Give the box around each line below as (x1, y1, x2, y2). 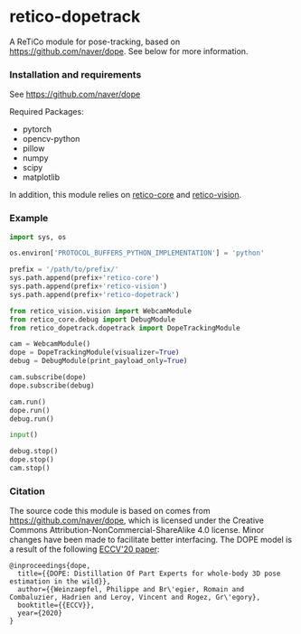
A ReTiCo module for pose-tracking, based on (9, 36, 181, 47)
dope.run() (9, 406, 51, 415)
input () (9, 431, 39, 440)
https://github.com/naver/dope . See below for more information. (9, 45, 249, 56)
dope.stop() (9, 455, 54, 464)
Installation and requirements (9, 68, 142, 80)
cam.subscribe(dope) (9, 373, 88, 382)
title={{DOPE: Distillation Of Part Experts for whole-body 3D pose (17, 569, 281, 579)
